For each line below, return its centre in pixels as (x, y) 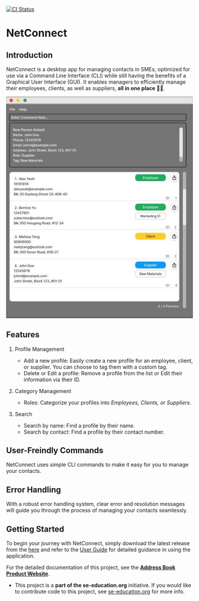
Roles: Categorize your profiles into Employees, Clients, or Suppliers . (107, 402)
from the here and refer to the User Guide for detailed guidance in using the (98, 549)
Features (23, 335)
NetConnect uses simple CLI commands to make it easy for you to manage (97, 465)
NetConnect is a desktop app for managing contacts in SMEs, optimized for (98, 69)
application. (20, 556)
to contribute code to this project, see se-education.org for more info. (99, 591)
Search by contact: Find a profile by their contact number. (94, 432)
